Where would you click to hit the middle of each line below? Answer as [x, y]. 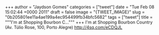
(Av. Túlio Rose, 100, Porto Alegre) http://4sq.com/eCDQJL [64, 27]
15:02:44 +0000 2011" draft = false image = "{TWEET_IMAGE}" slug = [75, 12]
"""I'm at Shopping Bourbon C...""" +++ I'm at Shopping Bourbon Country [79, 22]
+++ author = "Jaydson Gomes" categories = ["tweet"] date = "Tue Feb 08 [80, 7]
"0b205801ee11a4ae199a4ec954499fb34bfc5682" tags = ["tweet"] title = [79, 17]
